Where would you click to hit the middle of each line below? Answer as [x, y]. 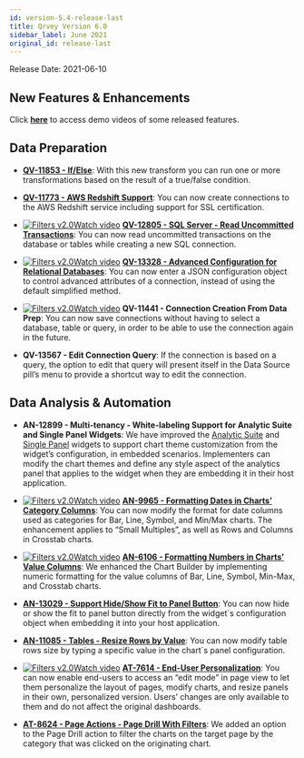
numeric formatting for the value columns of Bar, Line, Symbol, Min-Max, [159, 576]
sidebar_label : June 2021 [58, 35]
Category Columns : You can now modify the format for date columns [152, 510]
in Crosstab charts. [58, 539]
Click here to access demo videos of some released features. [124, 120]
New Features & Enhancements [100, 98]
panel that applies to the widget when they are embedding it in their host [158, 473]
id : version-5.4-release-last [67, 18]
